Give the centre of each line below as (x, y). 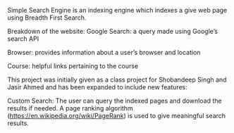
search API (23, 39)
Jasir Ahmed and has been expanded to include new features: (98, 87)
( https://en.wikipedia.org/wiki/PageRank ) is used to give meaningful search (117, 116)
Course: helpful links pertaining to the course (73, 66)
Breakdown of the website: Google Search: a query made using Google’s (113, 31)
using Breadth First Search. (47, 18)
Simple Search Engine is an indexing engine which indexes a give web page (117, 10)
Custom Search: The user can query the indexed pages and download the (115, 101)
